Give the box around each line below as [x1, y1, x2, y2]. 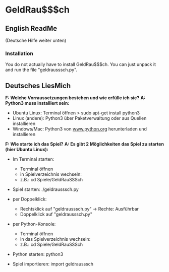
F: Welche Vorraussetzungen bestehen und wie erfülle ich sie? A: [5, 95, 146, 101]
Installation [5, 50, 34, 57]
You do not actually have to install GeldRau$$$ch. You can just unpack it [5, 61, 156, 67]
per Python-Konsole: [12, 221, 56, 227]
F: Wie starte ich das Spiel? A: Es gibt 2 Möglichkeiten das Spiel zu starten [5, 141, 164, 147]
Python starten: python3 [12, 251, 64, 257]
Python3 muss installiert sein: [5, 100, 70, 106]
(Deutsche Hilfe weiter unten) [5, 37, 67, 43]
